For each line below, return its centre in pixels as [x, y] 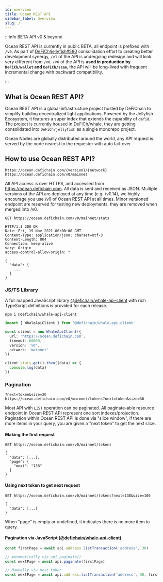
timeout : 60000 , [26, 341]
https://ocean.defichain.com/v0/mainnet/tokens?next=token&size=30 [75, 399]
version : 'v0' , [25, 345]
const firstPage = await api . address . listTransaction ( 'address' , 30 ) [77, 548]
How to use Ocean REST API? [50, 159]
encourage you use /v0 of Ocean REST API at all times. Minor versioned [77, 199]
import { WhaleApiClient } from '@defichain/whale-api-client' [70, 323]
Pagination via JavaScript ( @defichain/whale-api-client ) [63, 538]
